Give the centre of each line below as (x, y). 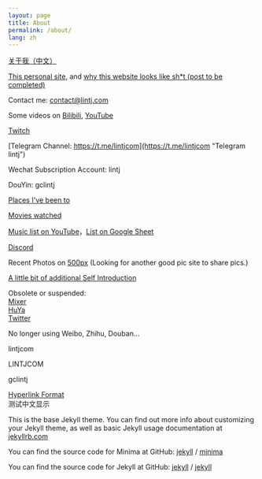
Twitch (19, 131)
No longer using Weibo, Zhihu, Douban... (74, 334)
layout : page (30, 15)
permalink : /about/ (40, 30)
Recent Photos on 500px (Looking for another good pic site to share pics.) (128, 263)
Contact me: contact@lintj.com (58, 100)
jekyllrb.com (28, 436)
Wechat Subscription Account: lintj (64, 169)
